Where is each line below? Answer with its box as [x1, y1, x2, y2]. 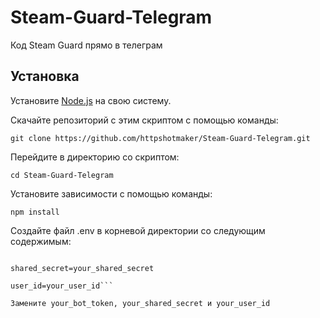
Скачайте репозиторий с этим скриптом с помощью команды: [10, 114, 279, 126]
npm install [10, 207, 60, 217]
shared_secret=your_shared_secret [10, 263, 155, 273]
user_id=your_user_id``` [10, 281, 114, 291]
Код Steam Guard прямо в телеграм [10, 39, 163, 51]
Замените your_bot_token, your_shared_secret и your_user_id [10, 298, 271, 308]
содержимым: [10, 235, 72, 247]
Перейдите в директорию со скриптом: [10, 151, 180, 163]
